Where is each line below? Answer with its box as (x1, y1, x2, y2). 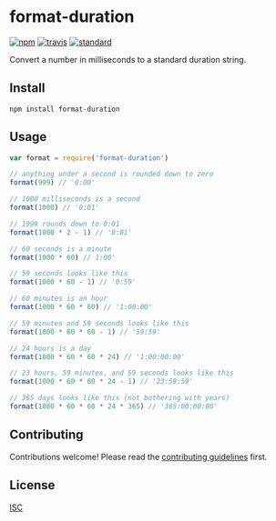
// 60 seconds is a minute (9, 244, 112, 254)
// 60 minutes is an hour (9, 294, 107, 304)
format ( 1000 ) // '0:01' (9, 203, 100, 213)
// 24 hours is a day (9, 344, 92, 353)
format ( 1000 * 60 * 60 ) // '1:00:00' (9, 303, 153, 312)
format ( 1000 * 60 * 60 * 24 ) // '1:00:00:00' (9, 352, 186, 361)
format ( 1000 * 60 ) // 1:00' (9, 253, 117, 262)
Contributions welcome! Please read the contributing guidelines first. (9, 451, 268, 462)
